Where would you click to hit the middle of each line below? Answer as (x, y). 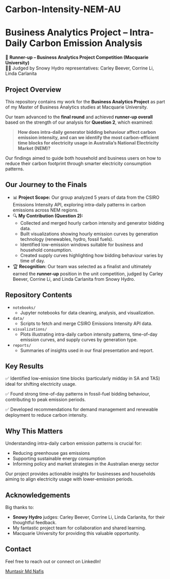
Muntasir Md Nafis (25, 571)
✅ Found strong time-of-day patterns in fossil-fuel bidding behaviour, (78, 394)
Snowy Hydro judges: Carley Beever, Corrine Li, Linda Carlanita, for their (89, 517)
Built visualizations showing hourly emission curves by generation (89, 234)
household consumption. (46, 250)
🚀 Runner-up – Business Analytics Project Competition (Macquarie (77, 57)
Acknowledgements (38, 495)
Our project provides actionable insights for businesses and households (80, 474)
